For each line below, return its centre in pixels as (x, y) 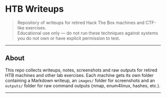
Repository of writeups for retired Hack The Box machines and (81, 23)
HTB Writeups (35, 9)
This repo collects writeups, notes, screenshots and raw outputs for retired (81, 70)
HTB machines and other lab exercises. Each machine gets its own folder (80, 75)
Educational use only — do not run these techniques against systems (87, 33)
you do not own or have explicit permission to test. (68, 38)
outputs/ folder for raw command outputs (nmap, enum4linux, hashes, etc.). (83, 86)
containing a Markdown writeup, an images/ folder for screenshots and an (80, 80)
